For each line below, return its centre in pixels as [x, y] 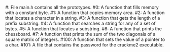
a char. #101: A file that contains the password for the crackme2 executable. [84, 45]
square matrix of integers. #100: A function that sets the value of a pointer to [85, 39]
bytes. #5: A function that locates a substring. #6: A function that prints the [84, 29]
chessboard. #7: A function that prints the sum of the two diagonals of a [80, 34]
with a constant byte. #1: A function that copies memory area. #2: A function [85, 13]
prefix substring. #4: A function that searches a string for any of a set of [80, 23]
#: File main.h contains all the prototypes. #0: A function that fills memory [82, 7]
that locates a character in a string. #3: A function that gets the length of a [83, 18]
